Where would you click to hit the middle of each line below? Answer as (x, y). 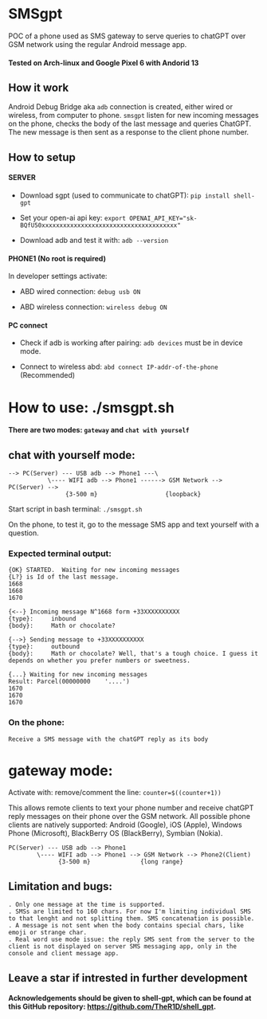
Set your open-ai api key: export (73, 218)
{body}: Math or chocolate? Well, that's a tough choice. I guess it (133, 654)
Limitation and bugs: (61, 886)
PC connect (28, 325)
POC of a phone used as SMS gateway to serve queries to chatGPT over (127, 36)
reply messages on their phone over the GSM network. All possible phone (130, 817)
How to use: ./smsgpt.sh (91, 408)
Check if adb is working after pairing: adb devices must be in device (131, 343)
